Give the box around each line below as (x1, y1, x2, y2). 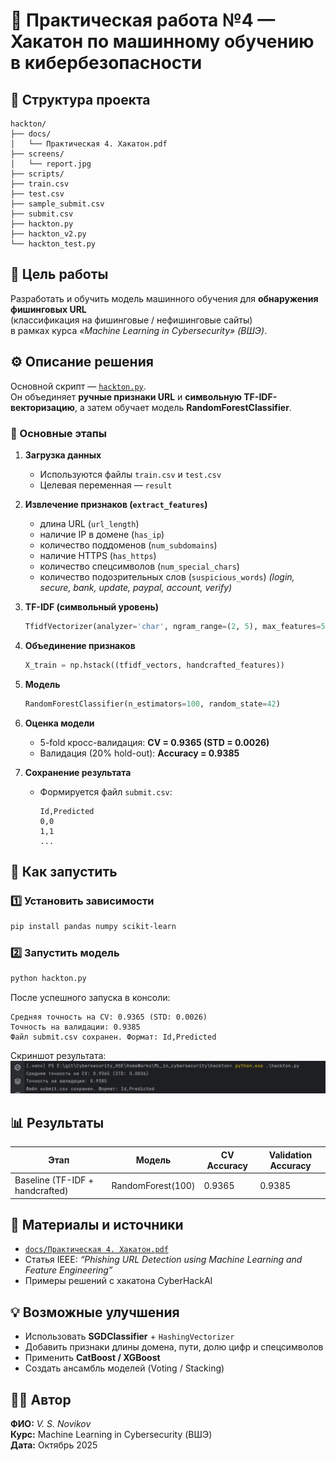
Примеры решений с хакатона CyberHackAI (24, 1275, 213, 1287)
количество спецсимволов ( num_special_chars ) (39, 560, 240, 572)
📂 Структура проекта (10, 91, 151, 108)
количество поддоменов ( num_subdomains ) (39, 539, 218, 551)
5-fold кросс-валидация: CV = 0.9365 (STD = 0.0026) (39, 736, 270, 748)
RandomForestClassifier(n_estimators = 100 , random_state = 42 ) (24, 699, 281, 709)
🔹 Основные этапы (10, 426, 107, 440)
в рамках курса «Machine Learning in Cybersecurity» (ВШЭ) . (10, 324, 268, 336)
